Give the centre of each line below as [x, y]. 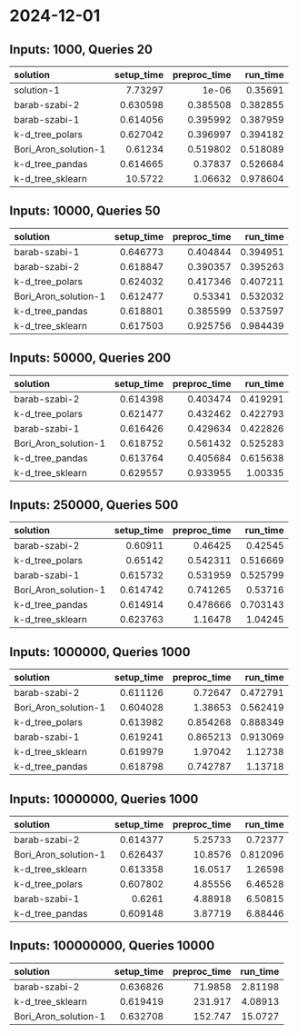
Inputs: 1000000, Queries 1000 [100, 652]
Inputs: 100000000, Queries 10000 [112, 946]
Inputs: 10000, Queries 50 [85, 211]
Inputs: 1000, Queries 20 [81, 50]
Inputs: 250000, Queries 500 [94, 505]
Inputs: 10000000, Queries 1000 [104, 799]
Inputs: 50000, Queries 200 [90, 358]
